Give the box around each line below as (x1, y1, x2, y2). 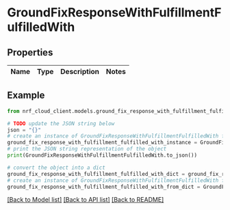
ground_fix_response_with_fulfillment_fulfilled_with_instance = (7, 139, 197, 146)
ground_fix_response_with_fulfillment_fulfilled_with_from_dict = (7, 183, 201, 190)
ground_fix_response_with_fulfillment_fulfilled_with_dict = (7, 170, 186, 177)
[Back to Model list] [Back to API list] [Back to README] (7, 196, 164, 204)
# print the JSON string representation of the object (7, 146, 167, 153)
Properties (7, 47, 53, 58)
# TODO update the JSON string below (7, 120, 115, 127)
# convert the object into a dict (7, 164, 106, 171)
